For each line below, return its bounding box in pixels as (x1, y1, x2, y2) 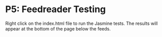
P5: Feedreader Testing (5, 4, 106, 15)
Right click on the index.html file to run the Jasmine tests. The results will (5, 20, 158, 26)
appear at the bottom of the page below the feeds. (5, 25, 111, 31)
